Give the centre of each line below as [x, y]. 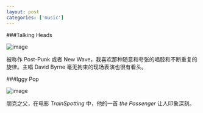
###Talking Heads [30, 35]
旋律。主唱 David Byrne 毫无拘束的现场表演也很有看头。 [77, 67]
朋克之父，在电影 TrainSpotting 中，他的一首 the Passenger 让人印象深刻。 [101, 103]
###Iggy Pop [23, 79]
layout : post [23, 12]
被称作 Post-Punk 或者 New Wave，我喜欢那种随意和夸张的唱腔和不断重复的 [102, 59]
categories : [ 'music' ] [35, 18]
